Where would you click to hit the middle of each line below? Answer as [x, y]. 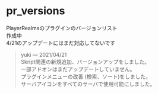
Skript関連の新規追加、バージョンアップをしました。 [85, 62]
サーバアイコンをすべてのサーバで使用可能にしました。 [88, 84]
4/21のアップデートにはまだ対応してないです [61, 43]
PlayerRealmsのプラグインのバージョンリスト [62, 28]
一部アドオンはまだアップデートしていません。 [78, 69]
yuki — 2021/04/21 [44, 54]
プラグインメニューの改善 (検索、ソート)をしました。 [86, 76]
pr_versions [36, 11]
